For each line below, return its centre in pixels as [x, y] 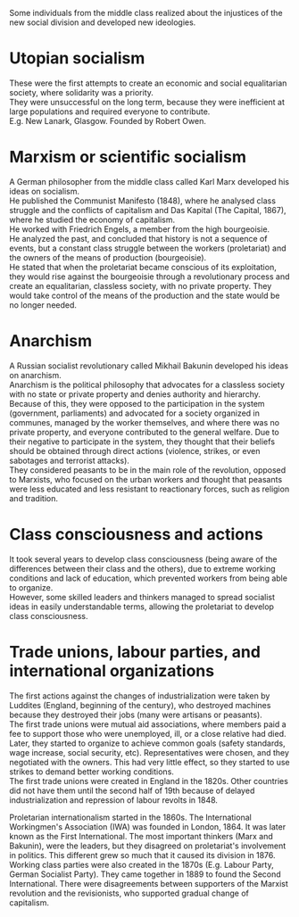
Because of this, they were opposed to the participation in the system [137, 403]
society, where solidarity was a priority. [82, 92]
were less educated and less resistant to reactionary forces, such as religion [149, 489]
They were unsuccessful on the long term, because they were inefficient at [147, 102]
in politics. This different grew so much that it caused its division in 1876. [142, 855]
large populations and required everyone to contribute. [110, 112]
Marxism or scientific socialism [128, 157]
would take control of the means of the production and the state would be [145, 295]
